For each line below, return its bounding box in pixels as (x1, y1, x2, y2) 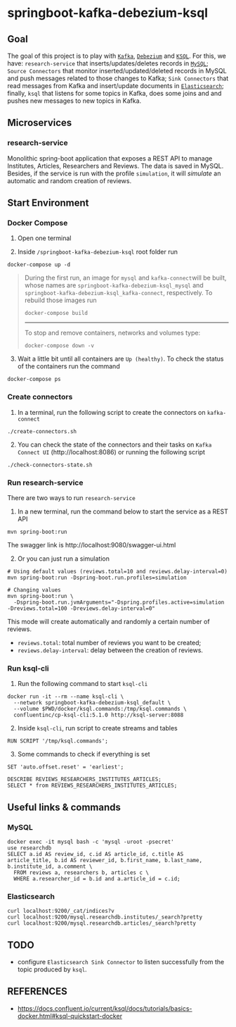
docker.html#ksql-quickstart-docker (17, 1012, 123, 1020)
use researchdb (7, 844, 52, 852)
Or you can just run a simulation (17, 554, 110, 563)
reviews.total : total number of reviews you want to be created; (17, 638, 202, 647)
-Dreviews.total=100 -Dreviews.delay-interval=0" (7, 604, 156, 612)
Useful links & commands (7, 801, 122, 813)
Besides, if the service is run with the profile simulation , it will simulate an (7, 169, 221, 178)
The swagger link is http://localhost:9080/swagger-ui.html (7, 540, 176, 549)
